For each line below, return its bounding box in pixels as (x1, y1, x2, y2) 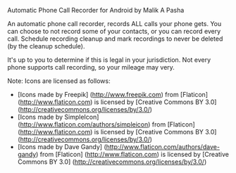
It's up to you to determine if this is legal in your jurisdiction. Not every (7, 56, 211, 64)
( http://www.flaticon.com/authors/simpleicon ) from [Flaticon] (17, 120, 195, 129)
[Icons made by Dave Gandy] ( (17, 143, 107, 150)
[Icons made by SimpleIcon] (17, 113, 99, 121)
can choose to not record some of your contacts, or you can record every (7, 27, 221, 35)
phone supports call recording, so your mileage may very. (7, 63, 175, 71)
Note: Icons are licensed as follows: (7, 77, 111, 85)
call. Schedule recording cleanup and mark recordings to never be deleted (7, 34, 223, 43)
